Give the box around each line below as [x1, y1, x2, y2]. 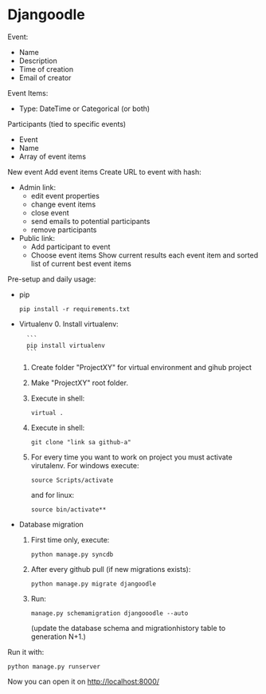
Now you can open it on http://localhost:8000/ [7, 676, 160, 686]
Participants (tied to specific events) [7, 119, 127, 128]
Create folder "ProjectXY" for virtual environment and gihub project [30, 362, 252, 372]
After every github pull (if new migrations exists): [30, 564, 191, 574]
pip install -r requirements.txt [18, 305, 131, 313]
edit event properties [30, 191, 100, 200]
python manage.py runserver [7, 662, 101, 671]
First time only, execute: [30, 534, 110, 544]
